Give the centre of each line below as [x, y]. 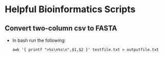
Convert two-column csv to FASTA [61, 28]
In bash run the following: [39, 40]
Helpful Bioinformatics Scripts [70, 9]
